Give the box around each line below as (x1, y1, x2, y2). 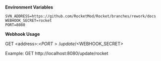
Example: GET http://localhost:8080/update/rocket (5, 51, 108, 56)
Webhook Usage (5, 31, 40, 37)
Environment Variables (5, 4, 54, 10)
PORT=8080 (5, 22, 26, 27)
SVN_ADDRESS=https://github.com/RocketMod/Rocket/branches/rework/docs (5, 14, 156, 19)
